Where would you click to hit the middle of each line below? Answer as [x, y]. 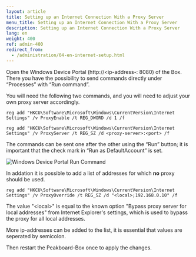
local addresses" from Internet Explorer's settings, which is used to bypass [97, 212]
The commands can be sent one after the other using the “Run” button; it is [97, 144]
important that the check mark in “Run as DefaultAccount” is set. [84, 150]
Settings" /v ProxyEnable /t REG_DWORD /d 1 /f [66, 118]
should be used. [26, 179]
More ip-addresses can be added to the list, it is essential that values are [94, 230]
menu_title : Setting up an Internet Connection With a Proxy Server [92, 22]
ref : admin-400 [25, 45]
